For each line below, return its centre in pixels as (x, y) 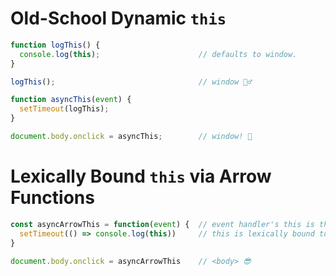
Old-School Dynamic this (118, 18)
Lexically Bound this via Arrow (141, 176)
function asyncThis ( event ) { (71, 100)
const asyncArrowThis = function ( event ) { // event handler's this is (162, 224)
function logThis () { (55, 45)
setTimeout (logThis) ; (64, 109)
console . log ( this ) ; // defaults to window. (158, 54)
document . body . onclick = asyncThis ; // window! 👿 (131, 137)
